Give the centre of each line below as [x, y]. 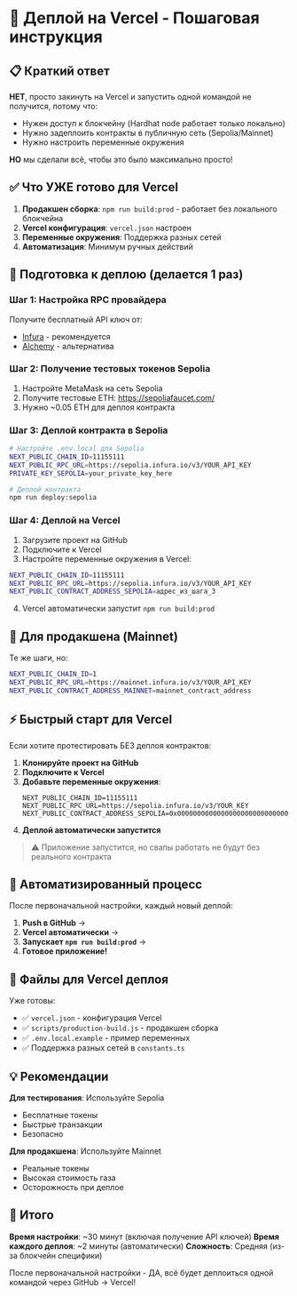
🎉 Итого [32, 1216]
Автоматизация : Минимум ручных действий [107, 246]
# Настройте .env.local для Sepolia [77, 449]
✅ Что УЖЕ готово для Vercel [94, 187]
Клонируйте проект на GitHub [80, 763]
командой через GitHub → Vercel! [73, 1282]
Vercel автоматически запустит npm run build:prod [118, 609]
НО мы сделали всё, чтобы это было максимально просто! [121, 160]
